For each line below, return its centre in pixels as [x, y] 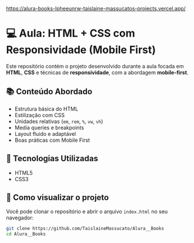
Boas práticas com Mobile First [52, 140]
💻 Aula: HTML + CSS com [71, 33]
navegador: [20, 218]
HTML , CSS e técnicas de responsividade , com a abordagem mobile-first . [97, 72]
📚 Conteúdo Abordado [49, 91]
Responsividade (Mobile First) [81, 50]
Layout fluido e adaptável [45, 134]
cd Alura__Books [26, 234]
